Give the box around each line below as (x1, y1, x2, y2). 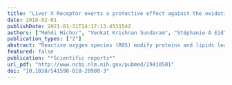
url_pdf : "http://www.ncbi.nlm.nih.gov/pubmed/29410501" (7, 61, 175, 68)
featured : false (7, 49, 54, 56)
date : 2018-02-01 (7, 16, 57, 23)
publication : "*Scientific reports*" (7, 55, 116, 62)
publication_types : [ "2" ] (7, 36, 81, 42)
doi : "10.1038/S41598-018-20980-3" (7, 67, 110, 74)
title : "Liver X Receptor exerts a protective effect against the (7, 10, 202, 17)
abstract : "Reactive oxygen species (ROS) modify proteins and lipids (7, 42, 215, 49)
